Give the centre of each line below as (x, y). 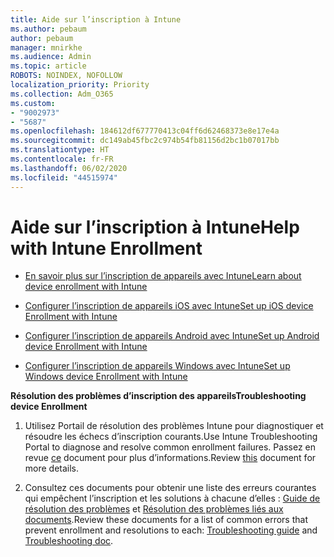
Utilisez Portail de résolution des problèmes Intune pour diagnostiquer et (174, 426)
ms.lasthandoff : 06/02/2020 (69, 168)
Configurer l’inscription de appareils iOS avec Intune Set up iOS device (169, 306)
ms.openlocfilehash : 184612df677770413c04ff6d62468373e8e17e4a (145, 131)
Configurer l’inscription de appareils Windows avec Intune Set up (157, 366)
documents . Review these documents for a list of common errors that (166, 520)
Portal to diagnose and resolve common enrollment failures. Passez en (170, 447)
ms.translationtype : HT (60, 150)
